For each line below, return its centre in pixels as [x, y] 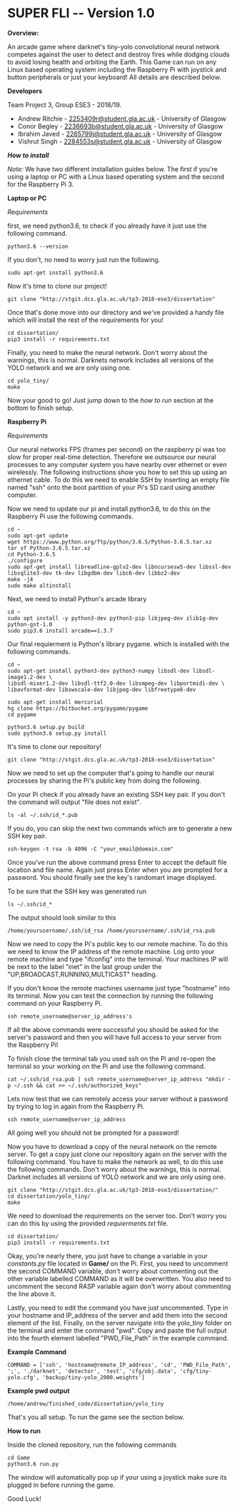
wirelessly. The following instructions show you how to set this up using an [117, 472]
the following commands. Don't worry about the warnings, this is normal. [114, 1169]
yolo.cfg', [24, 1377]
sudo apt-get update [38, 536]
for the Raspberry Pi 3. [41, 184]
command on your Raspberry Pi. [55, 1003]
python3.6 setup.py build [46, 727]
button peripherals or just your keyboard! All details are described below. [114, 77]
